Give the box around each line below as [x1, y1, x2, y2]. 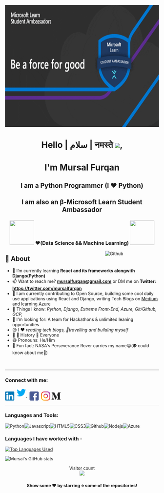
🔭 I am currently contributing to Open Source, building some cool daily [12, 290, 154, 296]
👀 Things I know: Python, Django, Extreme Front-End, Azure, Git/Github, [12, 306, 157, 312]
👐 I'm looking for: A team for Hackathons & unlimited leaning [12, 316, 134, 322]
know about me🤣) [12, 350, 48, 355]
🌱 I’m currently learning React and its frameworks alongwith [12, 268, 135, 274]
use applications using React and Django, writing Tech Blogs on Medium [12, 296, 158, 301]
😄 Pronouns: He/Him [12, 337, 55, 343]
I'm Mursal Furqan [44, 162, 120, 173]
